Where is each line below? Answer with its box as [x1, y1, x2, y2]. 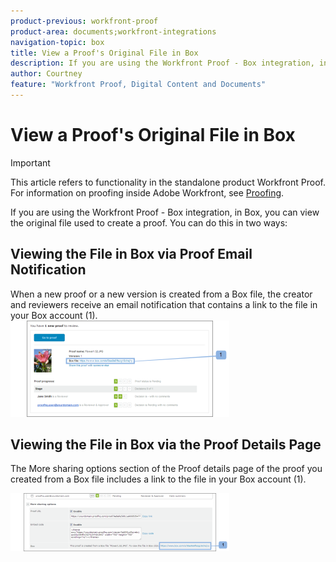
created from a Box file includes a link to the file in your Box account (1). [10, 473, 307, 485]
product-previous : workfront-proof [10, 16, 159, 26]
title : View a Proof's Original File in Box [10, 48, 199, 58]
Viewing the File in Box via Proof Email [10, 246, 253, 263]
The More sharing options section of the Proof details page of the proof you [10, 463, 323, 475]
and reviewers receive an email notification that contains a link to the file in [10, 298, 318, 310]
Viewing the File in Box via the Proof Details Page [10, 436, 322, 454]
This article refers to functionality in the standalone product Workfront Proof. [10, 176, 326, 188]
